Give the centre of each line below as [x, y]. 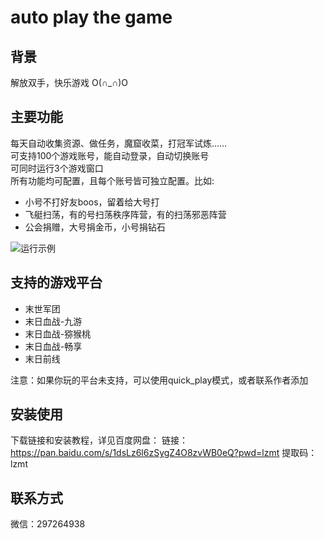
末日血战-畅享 [53, 346]
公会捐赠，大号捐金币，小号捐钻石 [95, 227]
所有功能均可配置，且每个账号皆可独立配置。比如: [112, 180]
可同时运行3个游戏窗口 [57, 168]
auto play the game [91, 17]
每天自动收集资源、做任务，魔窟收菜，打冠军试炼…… [119, 143]
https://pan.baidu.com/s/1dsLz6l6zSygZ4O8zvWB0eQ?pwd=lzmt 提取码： [164, 453]
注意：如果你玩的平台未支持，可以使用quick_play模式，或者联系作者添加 [159, 380]
